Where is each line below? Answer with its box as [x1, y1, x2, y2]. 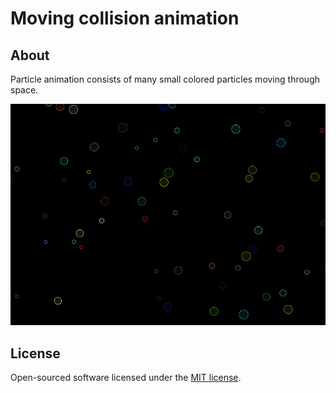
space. [10, 84, 39, 96]
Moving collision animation [10, 7, 240, 30]
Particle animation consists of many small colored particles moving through [10, 73, 320, 85]
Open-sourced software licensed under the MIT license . [10, 371, 242, 383]
